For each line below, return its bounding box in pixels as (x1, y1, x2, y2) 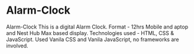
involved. (6, 42, 28, 49)
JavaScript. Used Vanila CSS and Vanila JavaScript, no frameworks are (6, 36, 179, 43)
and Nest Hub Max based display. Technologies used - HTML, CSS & (6, 29, 174, 36)
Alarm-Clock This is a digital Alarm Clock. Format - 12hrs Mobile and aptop (6, 23, 189, 30)
